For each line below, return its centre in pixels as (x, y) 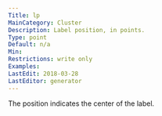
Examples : (24, 67)
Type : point (27, 37)
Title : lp (24, 15)
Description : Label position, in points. (77, 30)
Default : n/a (29, 45)
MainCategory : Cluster (45, 23)
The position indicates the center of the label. (81, 103)
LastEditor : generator (45, 81)
